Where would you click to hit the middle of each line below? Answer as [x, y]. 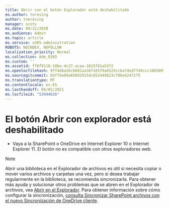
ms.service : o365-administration [40, 43]
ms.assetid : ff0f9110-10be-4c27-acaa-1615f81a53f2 [59, 66]
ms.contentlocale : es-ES [31, 85]
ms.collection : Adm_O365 [31, 57]
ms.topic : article [24, 38]
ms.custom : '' [20, 61]
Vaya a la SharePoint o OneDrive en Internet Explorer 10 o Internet [81, 144]
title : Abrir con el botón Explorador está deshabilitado [67, 10]
